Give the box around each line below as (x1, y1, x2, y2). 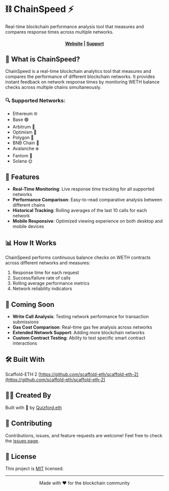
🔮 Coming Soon (5, 300, 54, 309)
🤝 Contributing (5, 419, 52, 428)
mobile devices (12, 224, 44, 230)
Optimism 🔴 (12, 129, 37, 135)
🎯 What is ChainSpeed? (5, 55, 80, 63)
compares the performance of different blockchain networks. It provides (5, 73, 155, 80)
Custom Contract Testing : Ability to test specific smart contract (12, 335, 146, 341)
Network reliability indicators (12, 285, 72, 291)
